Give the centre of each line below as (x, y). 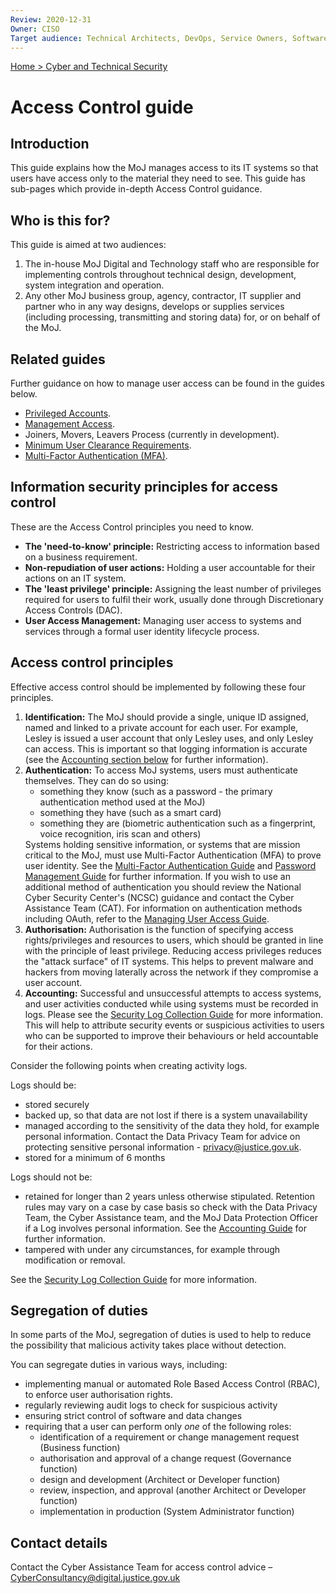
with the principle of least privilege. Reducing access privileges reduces (173, 950)
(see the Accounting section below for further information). (146, 759)
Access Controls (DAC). (73, 610)
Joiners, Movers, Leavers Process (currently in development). (152, 434)
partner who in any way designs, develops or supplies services (154, 307)
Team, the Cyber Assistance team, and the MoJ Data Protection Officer (171, 1217)
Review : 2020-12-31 (51, 19)
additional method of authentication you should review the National (163, 887)
